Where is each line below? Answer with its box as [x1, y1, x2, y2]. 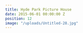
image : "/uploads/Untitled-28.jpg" [5, 20, 79, 26]
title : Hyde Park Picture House [5, 7, 72, 12]
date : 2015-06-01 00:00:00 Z [5, 12, 65, 16]
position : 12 [5, 16, 32, 21]
